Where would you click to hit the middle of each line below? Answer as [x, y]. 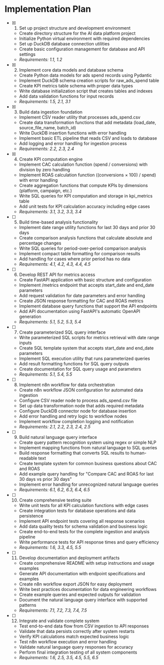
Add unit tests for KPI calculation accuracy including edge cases [84, 206]
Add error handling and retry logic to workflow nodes [73, 416]
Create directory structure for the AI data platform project [77, 33]
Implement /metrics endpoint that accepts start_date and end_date [87, 285]
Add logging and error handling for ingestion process [73, 143]
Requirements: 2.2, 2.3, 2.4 [47, 149]
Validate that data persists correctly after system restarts [77, 631]
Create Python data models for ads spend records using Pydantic [85, 75]
